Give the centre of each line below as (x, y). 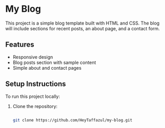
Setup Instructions (36, 84)
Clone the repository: (35, 106)
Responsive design (33, 57)
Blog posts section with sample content (54, 62)
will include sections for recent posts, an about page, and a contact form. (82, 28)
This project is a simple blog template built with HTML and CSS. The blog (82, 23)
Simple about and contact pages (47, 68)
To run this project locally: (33, 96)
